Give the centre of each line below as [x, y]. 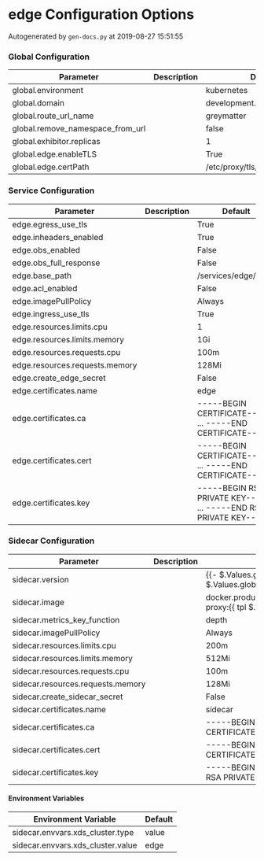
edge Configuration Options [101, 15]
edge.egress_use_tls [50, 224]
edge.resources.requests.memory [75, 365]
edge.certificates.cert [52, 460]
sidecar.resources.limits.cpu [64, 645]
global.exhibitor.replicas [56, 142]
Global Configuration [49, 57]
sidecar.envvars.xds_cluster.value [75, 845]
